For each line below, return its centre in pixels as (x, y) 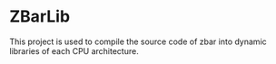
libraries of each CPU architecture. (74, 50)
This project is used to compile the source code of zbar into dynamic (138, 41)
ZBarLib (40, 17)
